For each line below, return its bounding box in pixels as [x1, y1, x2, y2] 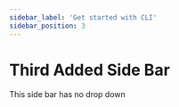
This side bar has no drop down [9, 89, 126, 100]
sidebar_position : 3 [9, 21, 86, 30]
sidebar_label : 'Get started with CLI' [9, 12, 158, 22]
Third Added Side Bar [9, 60, 171, 80]
